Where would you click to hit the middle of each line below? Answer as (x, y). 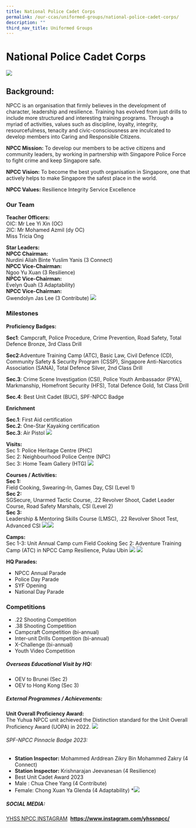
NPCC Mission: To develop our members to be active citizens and (86, 148)
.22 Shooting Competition (45, 620)
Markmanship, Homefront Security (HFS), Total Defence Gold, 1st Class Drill (97, 385)
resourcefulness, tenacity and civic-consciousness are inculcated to (88, 130)
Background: (30, 91)
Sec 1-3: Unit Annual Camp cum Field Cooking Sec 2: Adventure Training (94, 543)
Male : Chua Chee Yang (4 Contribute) (61, 783)
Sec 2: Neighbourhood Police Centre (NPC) (59, 456)
